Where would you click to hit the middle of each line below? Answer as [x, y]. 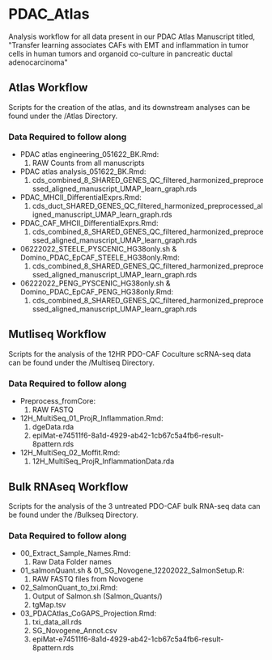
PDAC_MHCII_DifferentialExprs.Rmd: [81, 197]
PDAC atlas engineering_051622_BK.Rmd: [89, 154]
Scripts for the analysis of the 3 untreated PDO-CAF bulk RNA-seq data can [134, 506]
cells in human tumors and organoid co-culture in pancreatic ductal [121, 53]
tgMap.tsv [49, 605]
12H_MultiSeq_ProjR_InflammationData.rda [103, 461]
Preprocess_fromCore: [57, 401]
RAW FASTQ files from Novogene [88, 579]
